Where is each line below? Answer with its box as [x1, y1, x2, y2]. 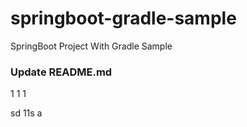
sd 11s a [10, 107, 43, 119]
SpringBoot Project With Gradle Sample [10, 40, 173, 52]
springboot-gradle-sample [10, 7, 237, 30]
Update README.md [10, 65, 113, 79]
